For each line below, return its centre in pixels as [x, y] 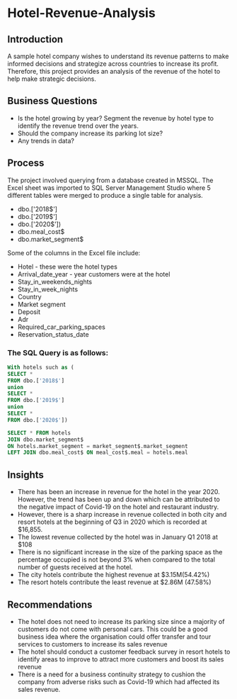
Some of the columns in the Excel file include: [74, 252]
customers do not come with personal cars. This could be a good [112, 629]
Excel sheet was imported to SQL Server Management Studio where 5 [109, 188]
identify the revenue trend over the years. [78, 125]
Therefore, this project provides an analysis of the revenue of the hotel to [114, 71]
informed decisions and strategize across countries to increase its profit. [113, 64]
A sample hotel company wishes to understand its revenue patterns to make [118, 56]
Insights [26, 475]
